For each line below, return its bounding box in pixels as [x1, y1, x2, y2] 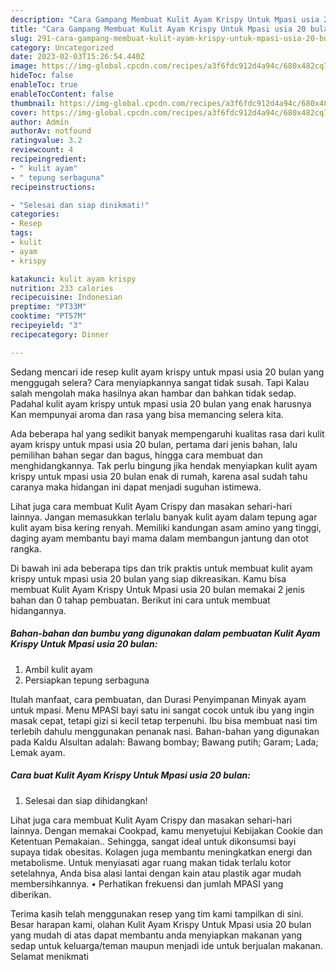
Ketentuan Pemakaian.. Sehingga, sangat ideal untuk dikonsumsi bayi [10, 835, 297, 847]
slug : [10, 33, 33, 43]
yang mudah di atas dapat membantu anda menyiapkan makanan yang [10, 929, 303, 941]
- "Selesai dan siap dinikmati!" [10, 200, 150, 210]
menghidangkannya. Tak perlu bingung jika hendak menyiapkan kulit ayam [10, 459, 318, 471]
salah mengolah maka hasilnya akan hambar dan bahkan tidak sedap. [10, 387, 297, 399]
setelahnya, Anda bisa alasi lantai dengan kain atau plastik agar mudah [10, 867, 302, 879]
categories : [10, 209, 60, 220]
